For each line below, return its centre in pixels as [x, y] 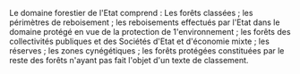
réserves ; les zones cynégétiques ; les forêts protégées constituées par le [147, 51]
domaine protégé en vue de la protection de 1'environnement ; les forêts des [150, 32]
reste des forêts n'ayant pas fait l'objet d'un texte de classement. [129, 60]
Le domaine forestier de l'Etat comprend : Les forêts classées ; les [131, 13]
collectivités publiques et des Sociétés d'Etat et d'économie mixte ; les [140, 41]
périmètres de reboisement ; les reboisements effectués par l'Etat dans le [145, 22]
